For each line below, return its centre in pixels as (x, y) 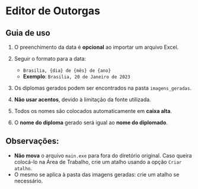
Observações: (32, 141)
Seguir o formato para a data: (50, 59)
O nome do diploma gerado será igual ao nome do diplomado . (91, 122)
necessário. (28, 181)
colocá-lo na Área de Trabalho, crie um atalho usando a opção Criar (98, 162)
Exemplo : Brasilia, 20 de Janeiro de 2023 (77, 76)
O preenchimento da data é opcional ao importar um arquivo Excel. (96, 47)
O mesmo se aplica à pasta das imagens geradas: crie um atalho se (97, 174)
